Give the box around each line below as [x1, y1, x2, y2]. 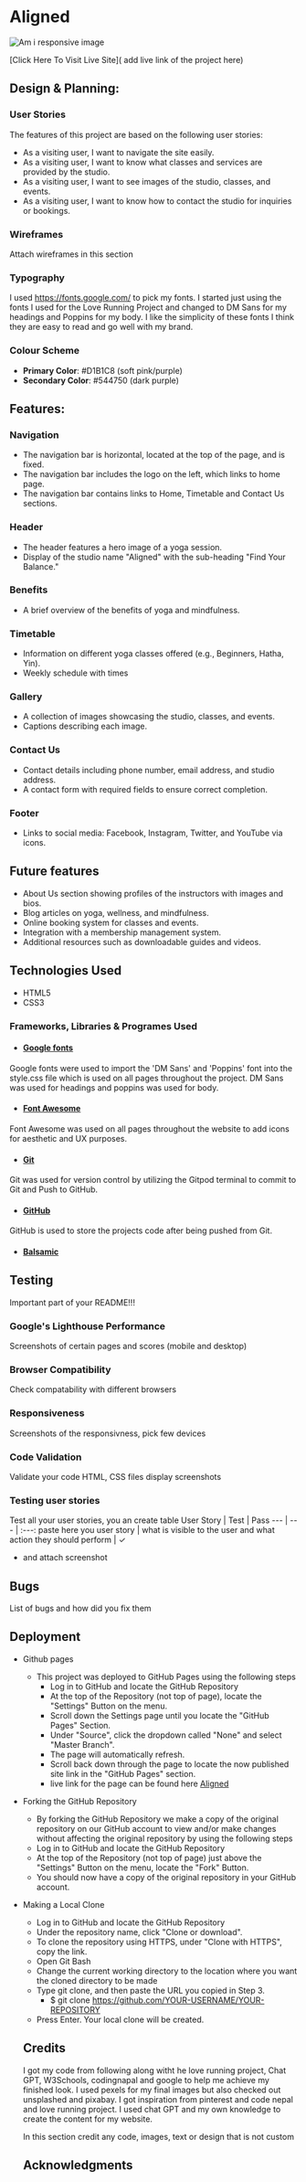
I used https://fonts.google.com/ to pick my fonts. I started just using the [9, 293, 282, 303]
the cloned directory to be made [36, 1974, 158, 1985]
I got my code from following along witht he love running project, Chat [22, 2064, 287, 2076]
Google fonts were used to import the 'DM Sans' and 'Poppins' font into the [9, 1062, 293, 1073]
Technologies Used [9, 963, 121, 979]
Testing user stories [9, 1494, 100, 1506]
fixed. [22, 459, 45, 470]
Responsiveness [9, 1407, 85, 1420]
